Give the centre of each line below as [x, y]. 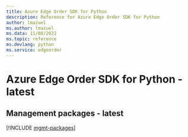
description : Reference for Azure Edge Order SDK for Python [83, 17]
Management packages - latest [65, 114]
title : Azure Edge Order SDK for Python [57, 12]
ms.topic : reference [32, 39]
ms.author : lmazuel [30, 28]
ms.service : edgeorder [34, 50]
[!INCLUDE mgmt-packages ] [41, 128]
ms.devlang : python [30, 45]
